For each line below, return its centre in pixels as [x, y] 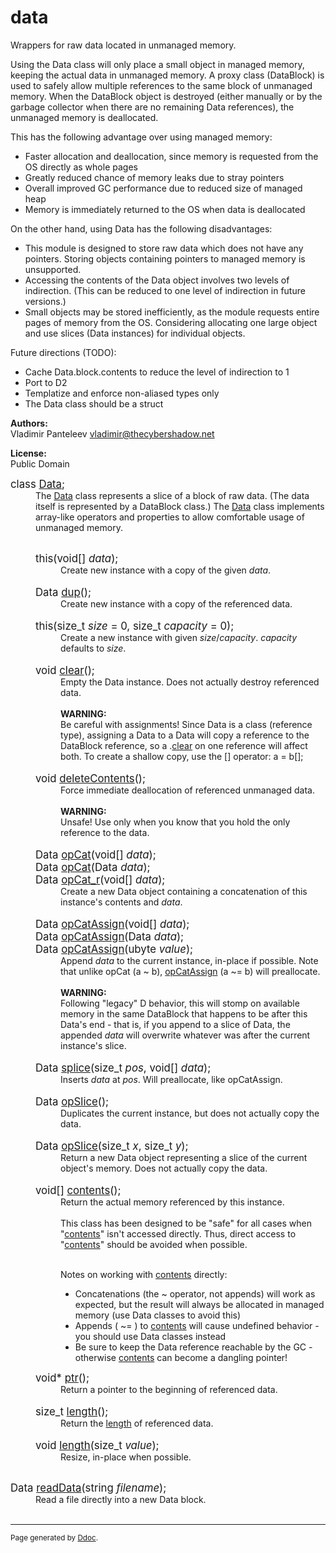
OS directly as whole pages [81, 167]
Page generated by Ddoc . [54, 1537]
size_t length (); [72, 1411]
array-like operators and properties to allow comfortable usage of [170, 517]
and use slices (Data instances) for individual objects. [135, 333]
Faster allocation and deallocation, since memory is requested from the [171, 156]
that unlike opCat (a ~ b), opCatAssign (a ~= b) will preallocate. [190, 971]
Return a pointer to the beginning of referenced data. [169, 1389]
